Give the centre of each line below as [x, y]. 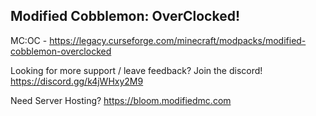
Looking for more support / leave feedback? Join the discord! [136, 70]
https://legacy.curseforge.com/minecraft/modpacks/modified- [178, 40]
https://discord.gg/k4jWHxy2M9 [77, 81]
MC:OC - [29, 40]
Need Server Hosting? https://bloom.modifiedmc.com [121, 100]
